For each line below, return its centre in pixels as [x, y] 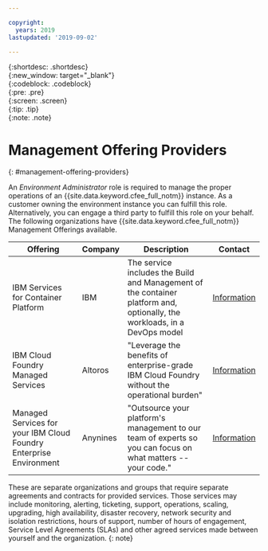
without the [148, 385]
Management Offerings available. [63, 230]
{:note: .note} [30, 118]
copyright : [26, 22]
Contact [234, 249]
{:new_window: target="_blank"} [62, 76]
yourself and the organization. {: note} [71, 538]
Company [100, 249]
